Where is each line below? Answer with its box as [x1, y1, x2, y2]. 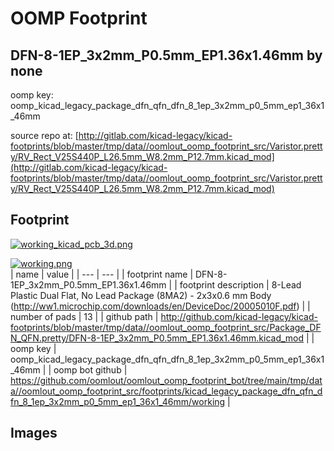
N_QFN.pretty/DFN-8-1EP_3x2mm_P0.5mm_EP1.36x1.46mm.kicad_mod [10, 332, 305, 344]
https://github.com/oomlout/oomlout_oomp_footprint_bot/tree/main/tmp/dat [10, 374, 323, 386]
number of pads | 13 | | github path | [10, 310, 159, 322]
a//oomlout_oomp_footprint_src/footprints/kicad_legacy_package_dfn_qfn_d [10, 385, 323, 397]
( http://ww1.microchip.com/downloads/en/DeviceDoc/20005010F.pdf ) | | [10, 300, 311, 312]
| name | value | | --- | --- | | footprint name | [10, 268, 194, 280]
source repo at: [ [10, 130, 79, 141]
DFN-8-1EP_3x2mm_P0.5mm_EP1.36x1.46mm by [10, 47, 323, 64]
